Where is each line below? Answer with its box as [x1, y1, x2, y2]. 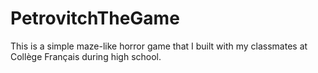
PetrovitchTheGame [10, 7, 180, 30]
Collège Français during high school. [10, 50, 162, 62]
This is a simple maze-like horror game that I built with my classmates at [10, 40, 308, 52]
